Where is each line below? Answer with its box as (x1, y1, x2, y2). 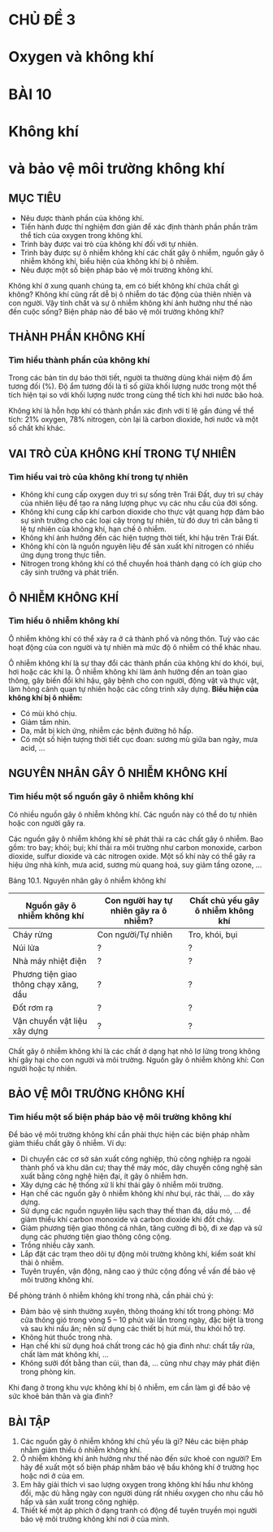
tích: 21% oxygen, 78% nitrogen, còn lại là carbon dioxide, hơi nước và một (8, 414, 258, 424)
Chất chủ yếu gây (189, 895, 260, 906)
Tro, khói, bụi (188, 929, 238, 940)
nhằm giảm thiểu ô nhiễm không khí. (19, 1445, 142, 1455)
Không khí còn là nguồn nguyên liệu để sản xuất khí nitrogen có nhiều (19, 541, 254, 551)
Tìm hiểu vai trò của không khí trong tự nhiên (8, 471, 188, 482)
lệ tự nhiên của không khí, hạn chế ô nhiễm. (19, 524, 167, 534)
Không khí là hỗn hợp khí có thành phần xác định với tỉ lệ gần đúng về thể (8, 406, 254, 416)
